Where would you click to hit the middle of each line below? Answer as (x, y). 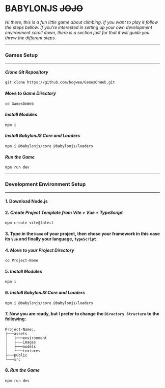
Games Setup (22, 55)
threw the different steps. (31, 38)
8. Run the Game (23, 370)
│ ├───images (21, 342)
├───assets (16, 334)
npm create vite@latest (29, 223)
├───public (16, 355)
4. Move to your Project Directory (40, 250)
